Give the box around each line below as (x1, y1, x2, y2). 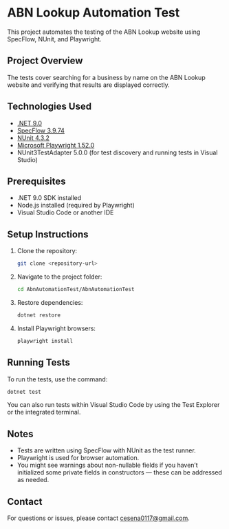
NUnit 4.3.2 (17, 133, 50, 142)
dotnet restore (17, 312, 61, 319)
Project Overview (7, 55, 83, 67)
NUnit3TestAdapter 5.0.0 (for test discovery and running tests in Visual (17, 148, 218, 157)
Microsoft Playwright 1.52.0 (17, 141, 95, 149)
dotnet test (7, 388, 41, 395)
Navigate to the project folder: (17, 272, 102, 281)
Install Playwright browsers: (17, 324, 96, 332)
